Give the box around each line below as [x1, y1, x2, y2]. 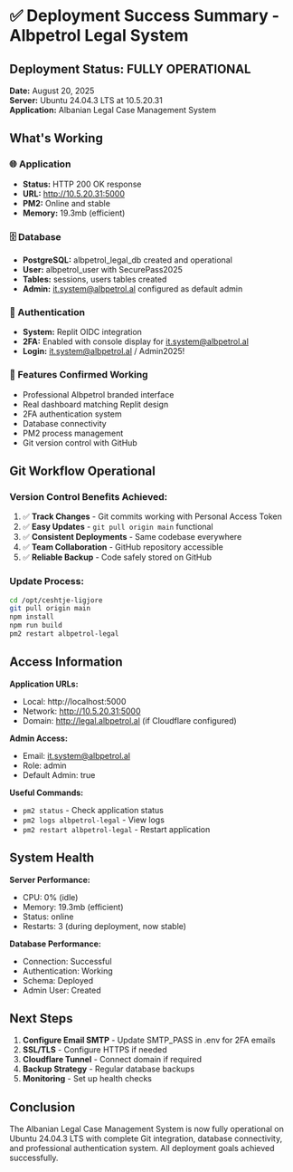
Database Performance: [9, 938, 101, 949]
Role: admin [22, 760, 67, 771]
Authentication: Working [22, 965, 113, 976]
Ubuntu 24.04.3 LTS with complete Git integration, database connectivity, [9, 1133, 283, 1144]
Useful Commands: [9, 787, 84, 798]
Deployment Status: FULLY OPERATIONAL [9, 61, 251, 77]
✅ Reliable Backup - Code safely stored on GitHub [22, 552, 213, 562]
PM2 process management [22, 427, 124, 438]
